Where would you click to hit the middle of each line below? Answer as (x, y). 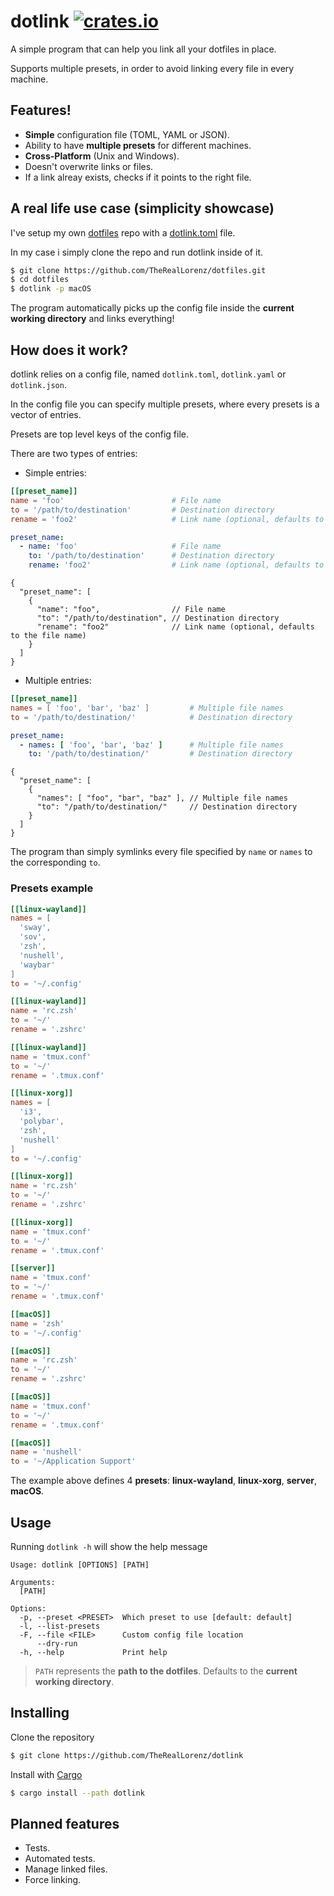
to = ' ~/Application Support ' (73, 1461)
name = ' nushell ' (46, 1452)
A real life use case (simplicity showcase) (142, 208)
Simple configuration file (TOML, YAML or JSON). (127, 134)
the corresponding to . (55, 862)
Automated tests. (60, 1859)
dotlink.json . (38, 384)
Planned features (65, 1823)
